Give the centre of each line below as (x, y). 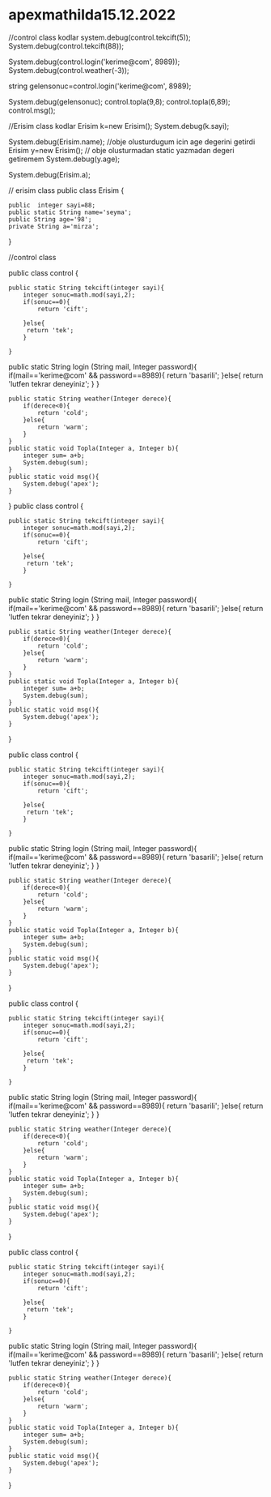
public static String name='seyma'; (70, 212)
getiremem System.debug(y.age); (64, 159)
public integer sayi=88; (52, 205)
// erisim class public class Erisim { (66, 190)
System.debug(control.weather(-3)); (69, 70)
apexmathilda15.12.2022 (92, 15)
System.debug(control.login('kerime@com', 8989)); (94, 62)
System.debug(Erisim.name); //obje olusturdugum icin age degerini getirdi (132, 141)
